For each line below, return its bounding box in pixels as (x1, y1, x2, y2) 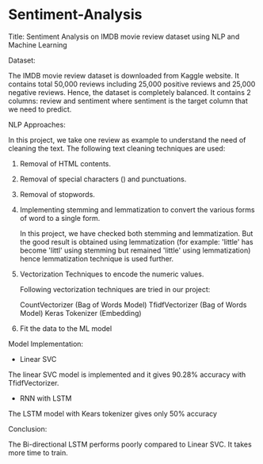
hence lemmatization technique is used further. (19, 253, 174, 263)
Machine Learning (8, 40, 67, 49)
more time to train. (8, 447, 69, 457)
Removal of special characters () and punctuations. (19, 174, 187, 184)
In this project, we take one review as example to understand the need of (8, 135, 246, 144)
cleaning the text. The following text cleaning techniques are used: (8, 143, 226, 153)
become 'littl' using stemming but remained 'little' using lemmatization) (19, 245, 251, 255)
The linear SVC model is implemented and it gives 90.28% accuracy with (8, 370, 246, 379)
